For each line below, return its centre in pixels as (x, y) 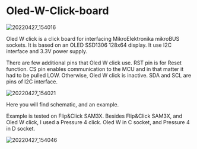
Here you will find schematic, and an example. (63, 104)
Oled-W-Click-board (58, 11)
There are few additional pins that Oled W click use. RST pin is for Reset (94, 63)
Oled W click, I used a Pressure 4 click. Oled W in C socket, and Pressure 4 (98, 122)
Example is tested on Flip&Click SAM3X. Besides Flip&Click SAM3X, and (94, 116)
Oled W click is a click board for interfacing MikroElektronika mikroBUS (93, 38)
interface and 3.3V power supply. (47, 51)
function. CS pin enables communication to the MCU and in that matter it (95, 69)
